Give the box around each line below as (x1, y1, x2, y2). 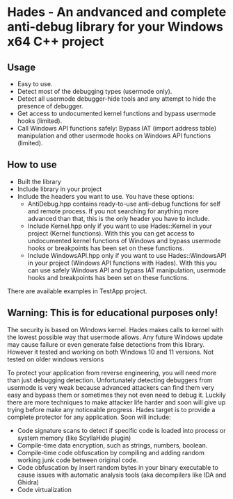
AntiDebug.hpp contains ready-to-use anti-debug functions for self (27, 199, 221, 208)
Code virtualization (17, 485, 72, 493)
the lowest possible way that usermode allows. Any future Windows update (7, 333, 223, 341)
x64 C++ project (7, 34, 104, 49)
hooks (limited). (17, 117, 63, 125)
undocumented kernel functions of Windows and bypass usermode (27, 236, 221, 245)
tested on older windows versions (7, 355, 104, 363)
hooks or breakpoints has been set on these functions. (27, 244, 184, 252)
